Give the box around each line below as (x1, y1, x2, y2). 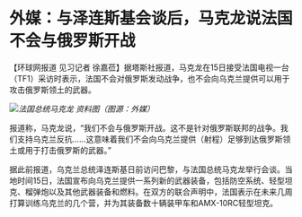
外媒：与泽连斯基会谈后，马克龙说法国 (9, 8, 294, 29)
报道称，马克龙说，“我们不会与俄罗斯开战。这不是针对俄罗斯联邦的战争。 (9, 122, 281, 133)
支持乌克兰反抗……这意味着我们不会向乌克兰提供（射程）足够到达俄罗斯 (16, 134, 283, 144)
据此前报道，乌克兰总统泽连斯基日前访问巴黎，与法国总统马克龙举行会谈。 (9, 163, 285, 175)
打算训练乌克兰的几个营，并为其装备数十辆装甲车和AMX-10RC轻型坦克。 (9, 197, 279, 208)
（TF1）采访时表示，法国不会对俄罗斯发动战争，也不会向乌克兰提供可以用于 (9, 73, 290, 83)
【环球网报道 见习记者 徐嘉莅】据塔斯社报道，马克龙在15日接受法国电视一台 (9, 62, 289, 73)
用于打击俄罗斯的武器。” (24, 144, 112, 155)
